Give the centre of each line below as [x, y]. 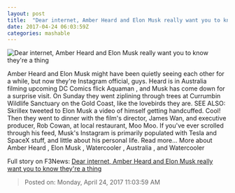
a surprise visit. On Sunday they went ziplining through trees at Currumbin [114, 96]
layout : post [26, 14]
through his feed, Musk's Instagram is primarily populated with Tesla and [112, 133]
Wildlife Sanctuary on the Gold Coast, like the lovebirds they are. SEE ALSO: [116, 103]
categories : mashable [39, 33]
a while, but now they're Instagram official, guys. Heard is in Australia [107, 82]
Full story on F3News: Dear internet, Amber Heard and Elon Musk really [110, 162]
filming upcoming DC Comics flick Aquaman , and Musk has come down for [116, 88]
